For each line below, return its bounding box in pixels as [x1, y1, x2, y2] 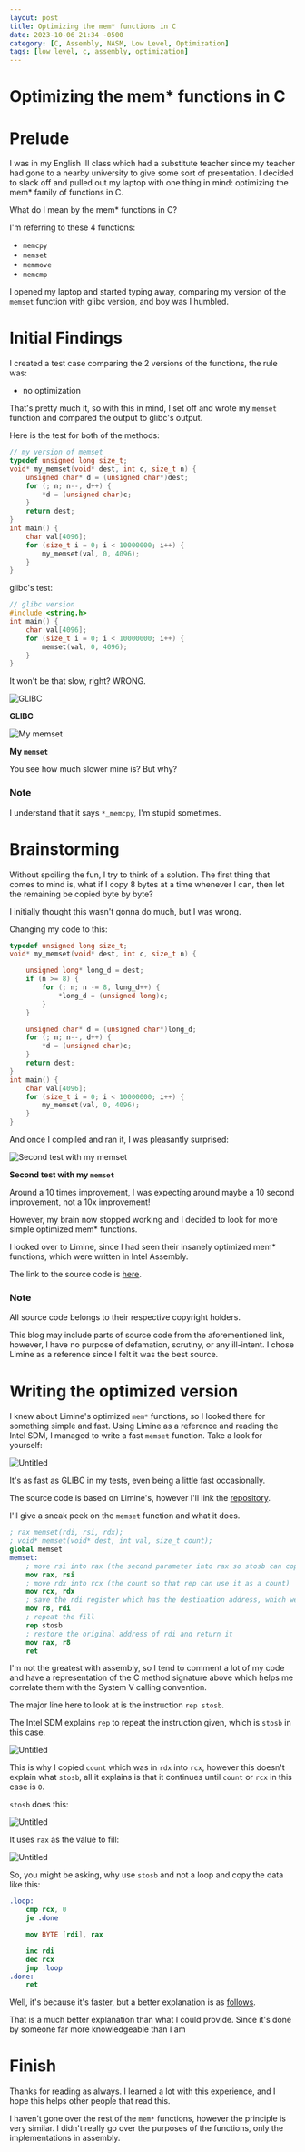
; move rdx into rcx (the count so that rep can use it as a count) [25, 1578, 290, 1587]
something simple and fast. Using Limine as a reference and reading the [9, 1420, 279, 1432]
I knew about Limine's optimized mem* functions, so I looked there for [9, 1411, 266, 1422]
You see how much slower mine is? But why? [9, 764, 178, 775]
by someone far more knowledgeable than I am [9, 2024, 186, 2035]
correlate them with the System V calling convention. [9, 1682, 207, 1693]
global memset [9, 1545, 64, 1555]
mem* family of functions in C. [9, 187, 124, 198]
